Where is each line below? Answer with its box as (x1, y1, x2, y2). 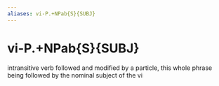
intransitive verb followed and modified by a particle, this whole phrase (7, 64, 213, 72)
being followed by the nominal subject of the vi (7, 71, 142, 79)
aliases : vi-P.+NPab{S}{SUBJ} (7, 10, 96, 17)
